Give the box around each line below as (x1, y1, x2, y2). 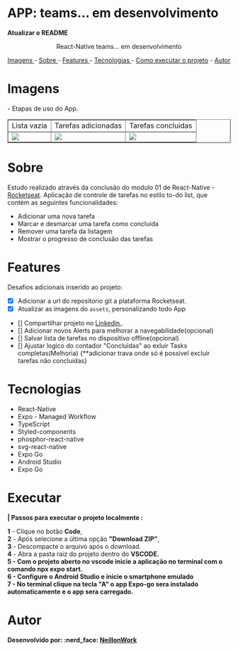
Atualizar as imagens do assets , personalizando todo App (17, 304, 186, 313)
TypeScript (17, 420, 50, 428)
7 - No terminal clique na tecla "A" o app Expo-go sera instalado (7, 579, 199, 588)
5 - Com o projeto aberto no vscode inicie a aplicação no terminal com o (7, 557, 223, 565)
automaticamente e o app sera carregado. (7, 587, 134, 596)
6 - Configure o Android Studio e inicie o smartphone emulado (7, 572, 194, 581)
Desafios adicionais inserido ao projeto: (7, 282, 123, 291)
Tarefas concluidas (129, 121, 193, 130)
